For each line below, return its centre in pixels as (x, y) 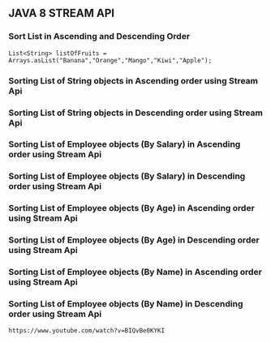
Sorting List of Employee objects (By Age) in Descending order (134, 240)
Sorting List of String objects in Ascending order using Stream (133, 80)
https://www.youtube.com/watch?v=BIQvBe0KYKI (86, 331)
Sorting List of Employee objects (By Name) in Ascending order (135, 272)
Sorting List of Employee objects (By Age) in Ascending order (132, 208)
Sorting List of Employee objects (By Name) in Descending (126, 304)
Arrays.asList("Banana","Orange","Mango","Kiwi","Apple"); (110, 60)
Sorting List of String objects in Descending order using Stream (136, 113)
